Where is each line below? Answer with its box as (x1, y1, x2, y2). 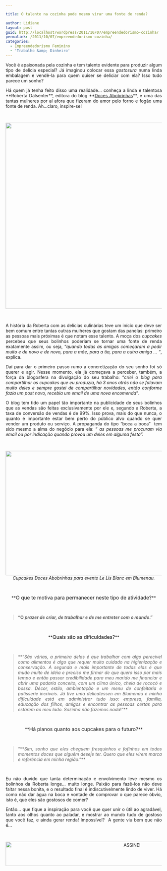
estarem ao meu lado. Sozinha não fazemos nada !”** (17, 706, 128, 712)
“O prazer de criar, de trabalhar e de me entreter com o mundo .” (17, 614, 153, 620)
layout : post (5, 25, 33, 30)
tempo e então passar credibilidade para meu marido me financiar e (17, 674, 162, 680)
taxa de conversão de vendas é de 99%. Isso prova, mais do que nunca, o (5, 410, 162, 416)
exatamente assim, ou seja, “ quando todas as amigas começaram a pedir (5, 343, 163, 349)
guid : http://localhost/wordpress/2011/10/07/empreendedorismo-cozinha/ (5, 30, 159, 35)
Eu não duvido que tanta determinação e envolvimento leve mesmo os (5, 775, 162, 782)
